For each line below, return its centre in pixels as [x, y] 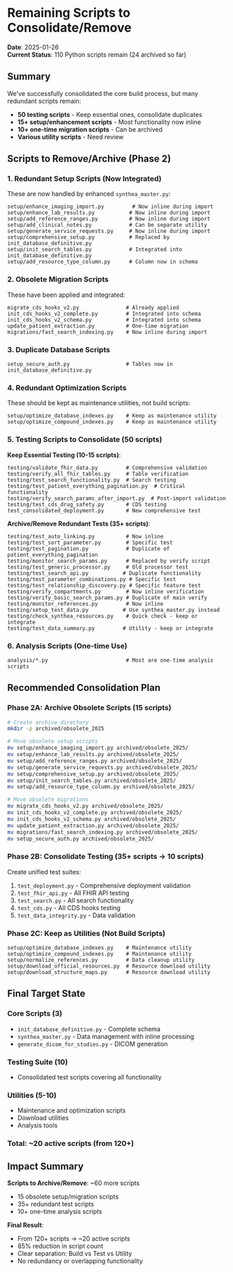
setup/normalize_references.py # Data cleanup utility [101, 960]
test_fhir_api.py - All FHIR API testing [73, 893]
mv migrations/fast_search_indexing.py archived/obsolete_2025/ [103, 832]
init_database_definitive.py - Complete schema [89, 1029]
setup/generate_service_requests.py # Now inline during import [109, 231]
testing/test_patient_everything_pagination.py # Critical [97, 486]
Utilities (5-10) [32, 1095]
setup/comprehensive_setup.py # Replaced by [89, 237]
